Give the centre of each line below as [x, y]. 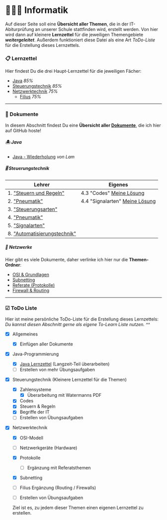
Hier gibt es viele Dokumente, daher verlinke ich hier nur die [67, 260]
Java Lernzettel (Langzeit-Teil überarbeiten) [65, 364]
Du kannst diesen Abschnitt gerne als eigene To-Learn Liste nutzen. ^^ [78, 324]
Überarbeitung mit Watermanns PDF [64, 395]
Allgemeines [25, 334]
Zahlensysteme [36, 390]
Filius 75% [30, 97]
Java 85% [23, 81]
